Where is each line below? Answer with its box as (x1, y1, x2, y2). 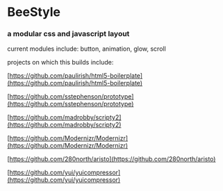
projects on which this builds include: (7, 58, 114, 67)
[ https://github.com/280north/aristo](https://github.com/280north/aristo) (7, 155, 216, 163)
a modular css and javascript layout (7, 29, 130, 39)
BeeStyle (7, 4, 61, 20)
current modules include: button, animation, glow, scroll (7, 44, 167, 53)
